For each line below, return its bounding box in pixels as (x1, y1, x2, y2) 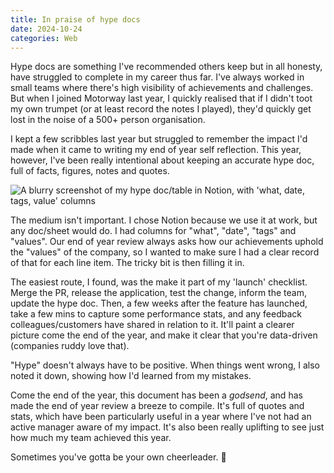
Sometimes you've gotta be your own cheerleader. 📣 (10, 451, 227, 463)
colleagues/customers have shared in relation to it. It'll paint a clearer (10, 319, 295, 331)
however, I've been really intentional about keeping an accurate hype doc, (10, 154, 315, 166)
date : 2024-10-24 (10, 24, 83, 34)
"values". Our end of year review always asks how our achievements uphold (10, 236, 324, 248)
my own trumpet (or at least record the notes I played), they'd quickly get (10, 103, 312, 115)
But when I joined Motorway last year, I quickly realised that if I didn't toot (10, 92, 313, 105)
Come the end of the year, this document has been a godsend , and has (10, 389, 303, 401)
